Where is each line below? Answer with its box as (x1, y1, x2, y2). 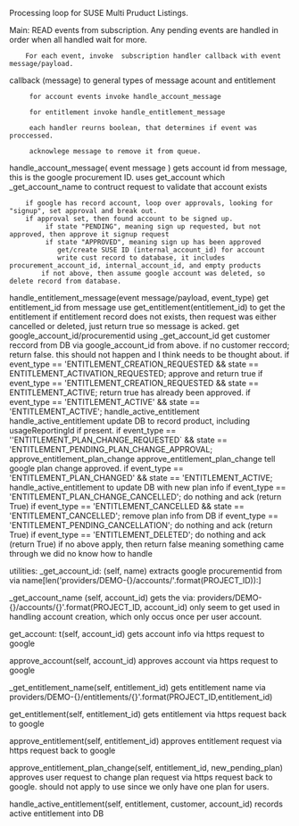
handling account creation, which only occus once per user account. (9, 611, 262, 622)
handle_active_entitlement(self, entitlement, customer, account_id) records (9, 798, 284, 809)
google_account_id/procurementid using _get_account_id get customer (9, 330, 270, 341)
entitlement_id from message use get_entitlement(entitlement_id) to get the (9, 302, 286, 312)
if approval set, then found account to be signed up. (25, 214, 234, 223)
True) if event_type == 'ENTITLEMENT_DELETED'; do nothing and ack (9, 530, 266, 540)
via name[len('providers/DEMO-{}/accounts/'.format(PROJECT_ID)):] (9, 575, 262, 585)
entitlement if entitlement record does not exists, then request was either (9, 311, 277, 322)
